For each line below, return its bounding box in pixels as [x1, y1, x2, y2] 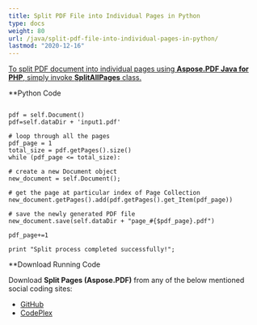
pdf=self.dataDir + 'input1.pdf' [8, 118, 121, 126]
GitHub [19, 300, 44, 310]
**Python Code [8, 88, 61, 98]
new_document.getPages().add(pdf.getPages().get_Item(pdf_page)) [8, 196, 233, 205]
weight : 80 [8, 27, 45, 35]
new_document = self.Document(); [8, 175, 121, 183]
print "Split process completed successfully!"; [8, 246, 175, 254]
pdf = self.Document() [8, 111, 85, 120]
